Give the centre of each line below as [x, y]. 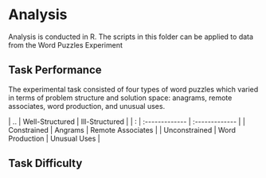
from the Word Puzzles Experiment [66, 44]
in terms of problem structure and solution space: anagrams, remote [120, 98]
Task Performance [55, 70]
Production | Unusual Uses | [55, 138]
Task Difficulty [45, 163]
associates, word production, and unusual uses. [87, 106]
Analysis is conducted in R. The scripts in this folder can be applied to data [131, 37]
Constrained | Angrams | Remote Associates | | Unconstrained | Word [122, 130]
